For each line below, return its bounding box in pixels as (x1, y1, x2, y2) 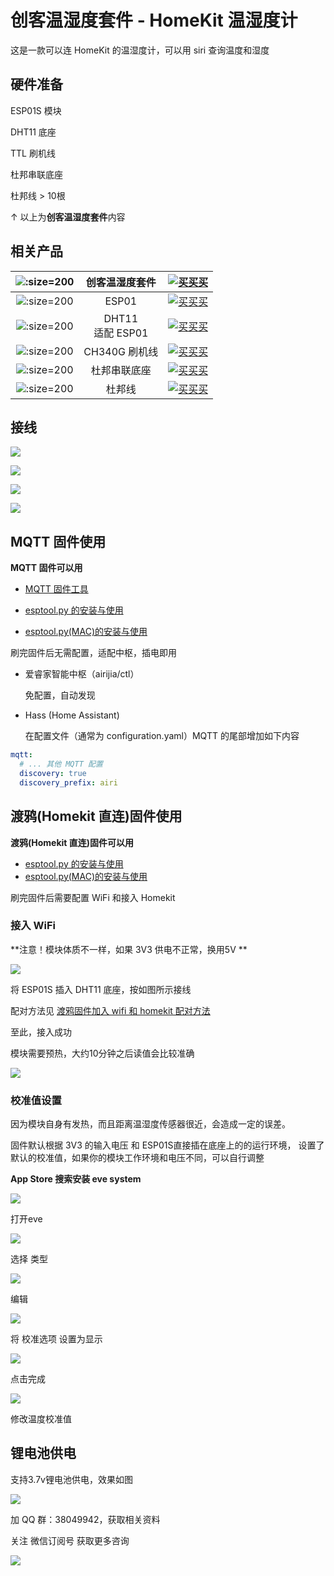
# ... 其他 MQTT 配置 (19, 759, 103, 770)
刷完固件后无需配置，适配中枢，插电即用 (10, 647, 177, 659)
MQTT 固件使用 (10, 533, 107, 550)
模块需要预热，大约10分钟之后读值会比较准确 (10, 1047, 195, 1059)
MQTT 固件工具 (24, 583, 89, 595)
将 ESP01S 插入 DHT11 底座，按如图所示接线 (10, 983, 192, 995)
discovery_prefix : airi (19, 777, 118, 788)
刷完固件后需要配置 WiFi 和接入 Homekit (10, 891, 176, 903)
